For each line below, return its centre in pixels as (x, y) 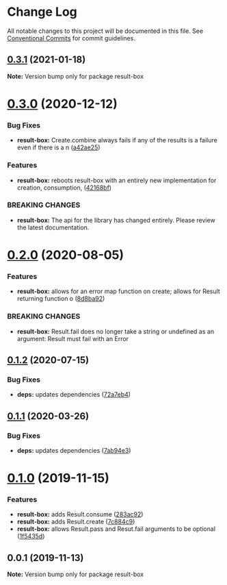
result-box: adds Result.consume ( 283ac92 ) (80, 514)
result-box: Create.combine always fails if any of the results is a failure (117, 140)
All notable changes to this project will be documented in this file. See (105, 31)
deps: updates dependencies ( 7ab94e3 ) (74, 450)
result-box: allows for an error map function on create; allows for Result (118, 291)
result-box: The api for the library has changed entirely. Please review (116, 220)
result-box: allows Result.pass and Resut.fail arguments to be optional (116, 529)
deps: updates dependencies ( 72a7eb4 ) (74, 395)
